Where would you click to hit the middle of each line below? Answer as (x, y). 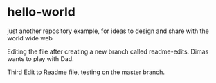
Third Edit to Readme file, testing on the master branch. (86, 72)
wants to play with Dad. (40, 58)
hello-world (42, 12)
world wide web (30, 38)
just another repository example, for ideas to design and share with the (108, 31)
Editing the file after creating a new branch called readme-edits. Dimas (108, 51)
